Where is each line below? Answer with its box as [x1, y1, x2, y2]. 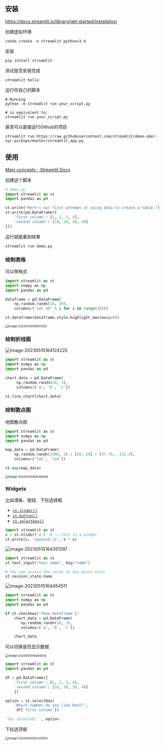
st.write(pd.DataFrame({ [5, 210, 57, 215]
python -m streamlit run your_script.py [5, 101, 91, 106]
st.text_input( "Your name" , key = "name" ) [5, 560, 91, 565]
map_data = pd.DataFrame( [5, 447, 59, 452]
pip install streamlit [5, 58, 52, 63]
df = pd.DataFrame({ [5, 675, 48, 680]
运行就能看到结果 [5, 233, 40, 239]
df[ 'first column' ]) [16, 707, 59, 712]
